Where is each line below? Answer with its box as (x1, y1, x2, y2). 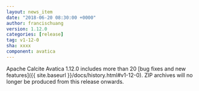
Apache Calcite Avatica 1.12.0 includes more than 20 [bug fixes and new (6, 65, 186, 72)
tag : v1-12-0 (6, 37, 39, 43)
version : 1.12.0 (6, 25, 47, 32)
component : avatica (6, 49, 56, 55)
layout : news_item (6, 8, 53, 15)
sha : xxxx (6, 43, 32, 49)
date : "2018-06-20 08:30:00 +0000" (6, 15, 96, 21)
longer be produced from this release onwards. (6, 78, 124, 85)
